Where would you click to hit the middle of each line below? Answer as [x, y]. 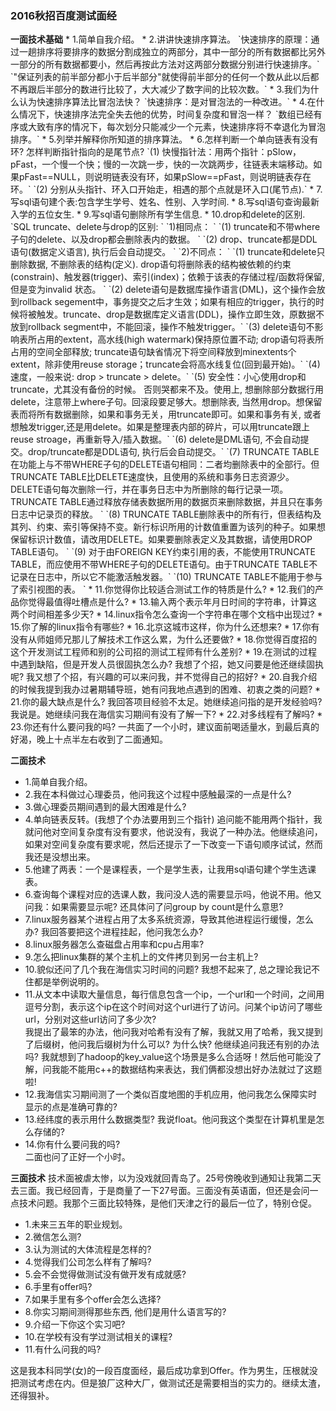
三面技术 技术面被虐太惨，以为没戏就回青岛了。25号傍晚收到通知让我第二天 [166, 1178]
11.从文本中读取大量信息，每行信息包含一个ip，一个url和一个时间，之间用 [174, 994]
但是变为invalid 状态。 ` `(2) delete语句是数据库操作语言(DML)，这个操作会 [163, 289]
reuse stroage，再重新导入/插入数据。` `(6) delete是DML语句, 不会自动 [155, 439]
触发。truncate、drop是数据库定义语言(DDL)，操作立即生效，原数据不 [180, 314]
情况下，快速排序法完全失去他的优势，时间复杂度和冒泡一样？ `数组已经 [166, 114]
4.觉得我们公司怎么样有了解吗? [88, 1262]
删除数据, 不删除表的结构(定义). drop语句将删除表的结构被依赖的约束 [151, 264]
